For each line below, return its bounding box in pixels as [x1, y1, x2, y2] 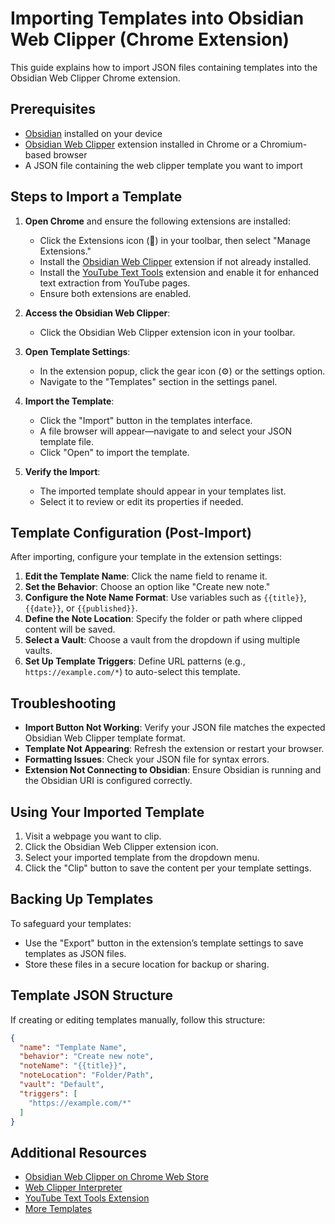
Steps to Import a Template [10, 188, 183, 206]
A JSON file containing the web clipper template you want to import [24, 159, 303, 171]
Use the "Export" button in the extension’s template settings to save [24, 937, 304, 949]
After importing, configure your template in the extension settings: [10, 551, 282, 563]
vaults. [24, 645, 53, 657]
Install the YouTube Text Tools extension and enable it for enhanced [39, 266, 320, 278]
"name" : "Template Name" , [19, 1042, 128, 1052]
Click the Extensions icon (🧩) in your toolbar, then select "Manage [39, 234, 311, 246]
